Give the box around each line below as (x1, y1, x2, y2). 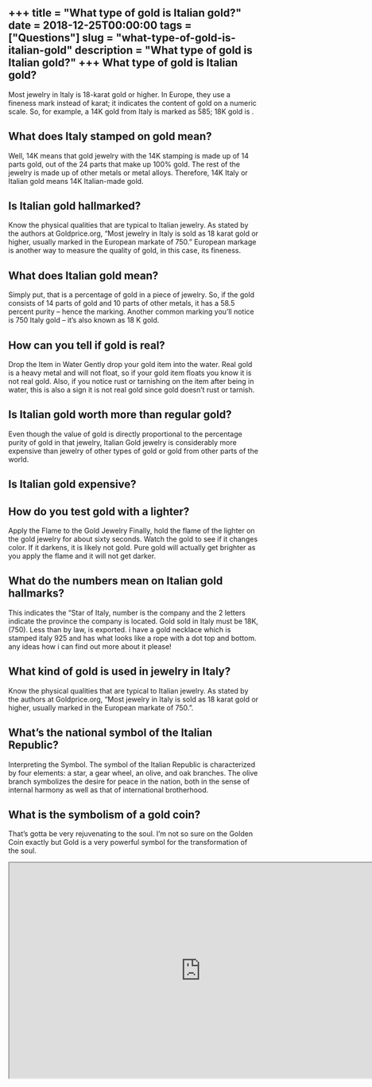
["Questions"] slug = (8, 31, 114, 45)
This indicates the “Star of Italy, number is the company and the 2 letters (8, 608, 246, 617)
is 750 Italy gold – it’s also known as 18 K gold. (8, 315, 160, 325)
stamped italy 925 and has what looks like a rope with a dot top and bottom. (8, 633, 257, 643)
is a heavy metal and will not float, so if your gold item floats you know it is (8, 368, 252, 377)
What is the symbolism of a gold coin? (8, 807, 201, 821)
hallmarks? (8, 587, 65, 600)
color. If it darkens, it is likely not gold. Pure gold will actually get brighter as (8, 543, 256, 553)
